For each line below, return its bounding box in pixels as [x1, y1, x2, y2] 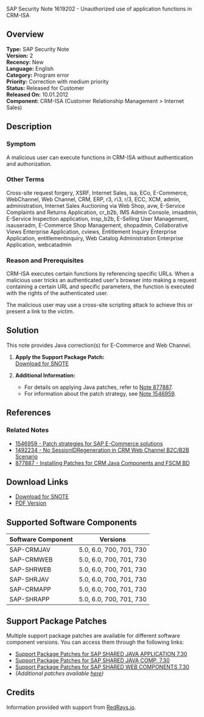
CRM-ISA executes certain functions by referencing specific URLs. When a [6, 270, 194, 277]
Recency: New [6, 58, 44, 66]
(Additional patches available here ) [15, 670, 104, 677]
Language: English [6, 65, 54, 72]
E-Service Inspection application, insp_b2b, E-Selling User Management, [6, 215, 189, 222]
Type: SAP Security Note [6, 45, 69, 52]
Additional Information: [15, 371, 76, 379]
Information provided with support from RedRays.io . [6, 704, 136, 711]
